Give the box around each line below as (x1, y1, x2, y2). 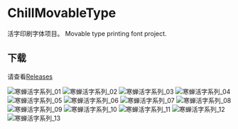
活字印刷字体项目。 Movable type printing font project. (7, 29, 167, 38)
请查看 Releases (7, 72, 53, 81)
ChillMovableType (7, 5, 117, 21)
